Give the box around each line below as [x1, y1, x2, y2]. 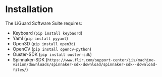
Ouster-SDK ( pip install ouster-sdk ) [12, 51, 92, 57]
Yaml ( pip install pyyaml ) [12, 35, 68, 41]
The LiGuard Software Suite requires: [5, 20, 82, 26]
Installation [5, 4, 53, 15]
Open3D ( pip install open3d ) [12, 40, 76, 46]
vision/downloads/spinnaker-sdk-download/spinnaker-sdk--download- [12, 62, 157, 67]
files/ [12, 67, 27, 72]
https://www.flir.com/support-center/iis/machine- [47, 57, 156, 62]
